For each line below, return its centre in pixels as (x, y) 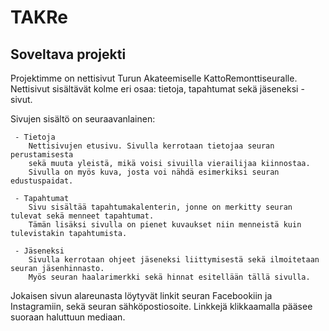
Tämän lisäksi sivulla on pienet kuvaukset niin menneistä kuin (165, 225)
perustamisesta (42, 155)
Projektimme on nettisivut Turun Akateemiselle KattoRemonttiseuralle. (154, 78)
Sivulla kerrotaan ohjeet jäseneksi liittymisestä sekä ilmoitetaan (174, 260)
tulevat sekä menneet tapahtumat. (82, 216)
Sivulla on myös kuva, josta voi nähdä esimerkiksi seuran (154, 172)
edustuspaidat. (42, 181)
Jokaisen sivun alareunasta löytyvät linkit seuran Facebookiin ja (141, 295)
